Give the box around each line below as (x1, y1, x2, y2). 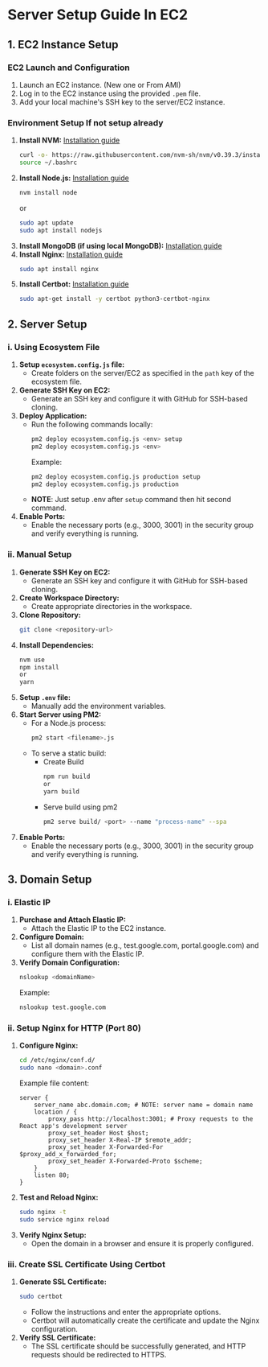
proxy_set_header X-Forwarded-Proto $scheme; (48, 1157, 203, 1166)
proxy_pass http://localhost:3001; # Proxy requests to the (48, 1115, 254, 1123)
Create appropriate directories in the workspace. (30, 601, 193, 611)
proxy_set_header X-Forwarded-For (48, 1143, 164, 1151)
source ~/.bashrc (18, 159, 78, 167)
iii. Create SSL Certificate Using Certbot (7, 1258, 166, 1270)
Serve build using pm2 (43, 802, 118, 812)
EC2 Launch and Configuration (7, 62, 130, 73)
